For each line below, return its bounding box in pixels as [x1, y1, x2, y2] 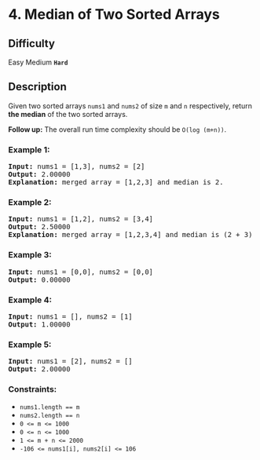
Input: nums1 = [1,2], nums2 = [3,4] [8, 214, 154, 224]
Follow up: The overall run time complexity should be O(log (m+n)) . [8, 124, 227, 134]
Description [8, 80, 67, 93]
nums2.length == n [19, 411, 80, 419]
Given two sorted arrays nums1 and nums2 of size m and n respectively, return [8, 100, 253, 111]
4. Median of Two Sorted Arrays [8, 5, 220, 24]
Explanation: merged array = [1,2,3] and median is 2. [8, 178, 224, 187]
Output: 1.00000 [8, 320, 71, 329]
